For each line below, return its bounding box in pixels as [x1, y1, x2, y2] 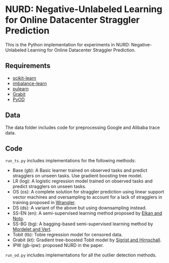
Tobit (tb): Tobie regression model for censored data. [12, 232, 123, 238]
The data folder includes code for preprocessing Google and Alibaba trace [5, 124, 160, 130]
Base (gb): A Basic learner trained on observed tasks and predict [12, 167, 148, 173]
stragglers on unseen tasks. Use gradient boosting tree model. [12, 173, 143, 179]
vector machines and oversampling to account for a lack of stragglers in [12, 194, 162, 200]
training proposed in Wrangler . [12, 200, 76, 206]
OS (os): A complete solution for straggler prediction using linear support [12, 189, 164, 195]
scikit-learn [12, 75, 36, 81]
